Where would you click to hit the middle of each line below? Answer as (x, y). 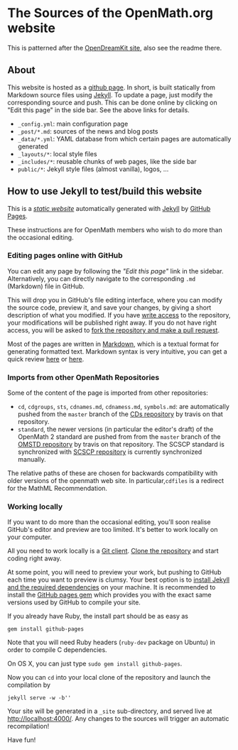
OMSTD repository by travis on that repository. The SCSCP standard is (121, 445)
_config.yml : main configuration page (73, 124)
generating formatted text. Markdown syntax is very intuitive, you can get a (117, 351)
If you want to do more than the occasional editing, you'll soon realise (109, 522)
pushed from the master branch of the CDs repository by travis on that (120, 414)
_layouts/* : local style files (57, 153)
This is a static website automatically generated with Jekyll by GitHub (109, 208)
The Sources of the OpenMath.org (110, 13)
